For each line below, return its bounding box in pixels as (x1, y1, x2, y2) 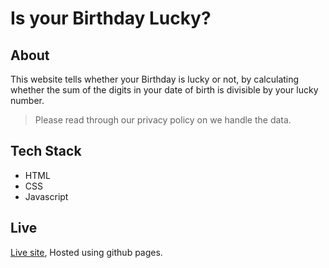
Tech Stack (10, 143, 82, 160)
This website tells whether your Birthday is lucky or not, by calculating (10, 73, 300, 85)
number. (10, 95, 45, 106)
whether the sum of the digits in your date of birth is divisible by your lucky (10, 84, 319, 96)
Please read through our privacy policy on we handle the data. (34, 114, 292, 126)
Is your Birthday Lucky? (10, 7, 212, 30)
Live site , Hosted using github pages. (10, 246, 163, 258)
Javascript (24, 190, 69, 202)
